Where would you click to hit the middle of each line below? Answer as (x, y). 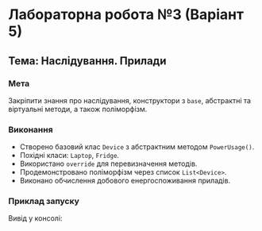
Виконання (31, 129)
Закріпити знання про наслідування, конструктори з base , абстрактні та (130, 100)
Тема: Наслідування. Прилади (87, 61)
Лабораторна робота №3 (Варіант (126, 15)
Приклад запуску (44, 202)
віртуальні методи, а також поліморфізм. (78, 109)
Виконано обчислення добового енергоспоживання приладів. (125, 181)
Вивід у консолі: (35, 218)
